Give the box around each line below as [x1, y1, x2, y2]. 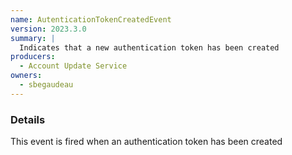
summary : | [10, 33, 56, 43]
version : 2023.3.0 [10, 24, 87, 34]
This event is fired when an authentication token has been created [10, 136, 283, 148]
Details [10, 112, 46, 126]
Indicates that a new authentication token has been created [19, 42, 280, 53]
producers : [10, 52, 56, 62]
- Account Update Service [19, 61, 128, 71]
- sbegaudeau [19, 80, 74, 90]
